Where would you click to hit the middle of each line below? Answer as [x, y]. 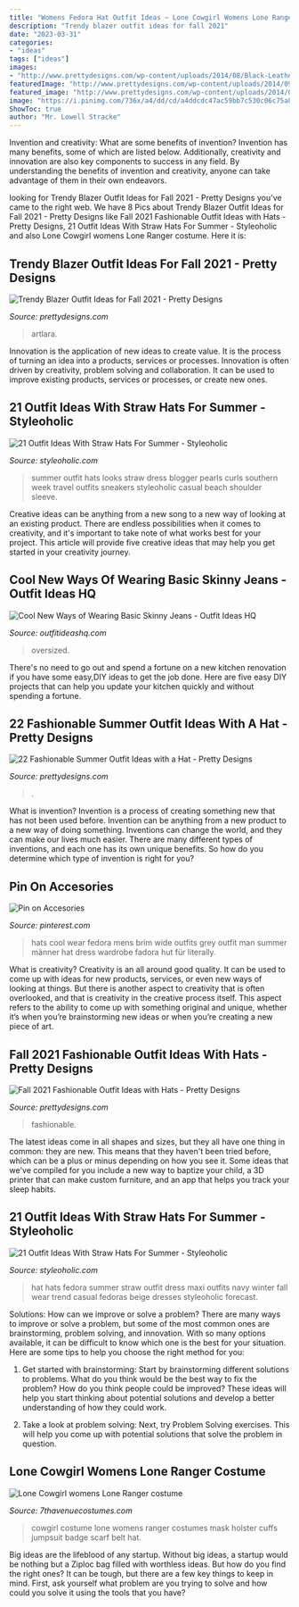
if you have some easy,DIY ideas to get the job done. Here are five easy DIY [148, 677]
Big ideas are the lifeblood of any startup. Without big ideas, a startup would [149, 1554]
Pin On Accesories [61, 886]
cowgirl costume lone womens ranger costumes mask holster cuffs [154, 1528]
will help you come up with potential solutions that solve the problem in [152, 1434]
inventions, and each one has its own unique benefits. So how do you [137, 849]
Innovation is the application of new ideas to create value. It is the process [145, 351]
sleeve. [44, 496]
